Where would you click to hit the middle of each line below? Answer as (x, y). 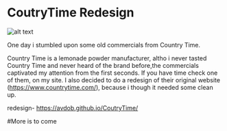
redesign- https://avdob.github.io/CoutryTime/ (73, 108)
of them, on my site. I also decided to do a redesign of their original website (114, 80)
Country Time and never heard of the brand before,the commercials (103, 65)
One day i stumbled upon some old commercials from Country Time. (104, 45)
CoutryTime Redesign (71, 13)
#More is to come (32, 121)
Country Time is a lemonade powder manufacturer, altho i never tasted (107, 58)
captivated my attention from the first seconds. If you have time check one (112, 73)
